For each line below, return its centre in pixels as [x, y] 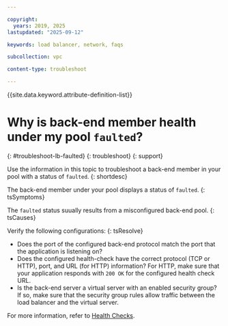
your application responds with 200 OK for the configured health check [116, 273]
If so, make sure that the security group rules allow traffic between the [116, 294]
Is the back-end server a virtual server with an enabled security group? [117, 288]
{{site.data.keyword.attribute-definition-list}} [70, 95]
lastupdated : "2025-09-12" [45, 32]
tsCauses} [22, 217]
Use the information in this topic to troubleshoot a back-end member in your [114, 169]
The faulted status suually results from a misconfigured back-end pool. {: [111, 210]
